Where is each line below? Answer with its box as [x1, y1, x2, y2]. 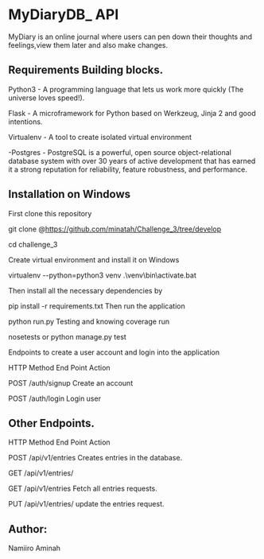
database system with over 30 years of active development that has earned [8, 156, 256, 165]
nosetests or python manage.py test [8, 332, 127, 341]
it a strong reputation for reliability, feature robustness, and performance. [8, 165, 248, 174]
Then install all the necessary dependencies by [8, 285, 163, 295]
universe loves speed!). [8, 93, 85, 103]
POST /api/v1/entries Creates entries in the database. [8, 453, 183, 463]
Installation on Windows [8, 188, 131, 201]
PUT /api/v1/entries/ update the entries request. [8, 499, 165, 509]
